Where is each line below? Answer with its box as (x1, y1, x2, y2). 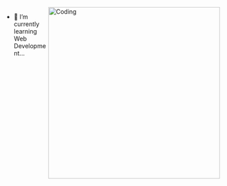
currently (13, 20, 40, 28)
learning (13, 27, 38, 35)
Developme (13, 42, 47, 50)
